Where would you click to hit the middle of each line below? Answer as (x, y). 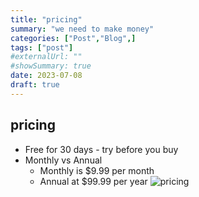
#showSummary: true (51, 66)
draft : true (35, 85)
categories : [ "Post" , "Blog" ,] (73, 38)
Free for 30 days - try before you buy (101, 149)
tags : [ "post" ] (42, 47)
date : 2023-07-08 (46, 76)
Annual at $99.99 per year (93, 181)
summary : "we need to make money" (82, 29)
